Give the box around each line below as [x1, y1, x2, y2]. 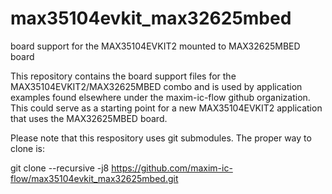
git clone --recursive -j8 [10, 162, 110, 174]
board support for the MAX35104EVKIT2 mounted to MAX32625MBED [10, 40, 301, 52]
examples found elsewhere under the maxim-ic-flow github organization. [10, 91, 311, 103]
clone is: [10, 142, 45, 154]
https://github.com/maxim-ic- [111, 162, 233, 174]
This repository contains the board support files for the [10, 70, 237, 82]
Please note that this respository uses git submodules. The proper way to [10, 132, 312, 144]
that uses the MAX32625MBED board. [10, 112, 168, 124]
